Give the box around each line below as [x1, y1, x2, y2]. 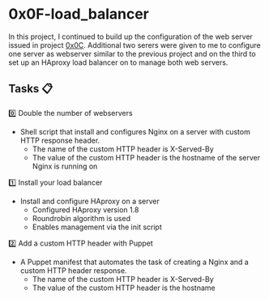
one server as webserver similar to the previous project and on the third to [8, 49, 257, 58]
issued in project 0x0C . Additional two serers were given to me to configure [8, 40, 261, 49]
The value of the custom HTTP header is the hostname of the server [32, 152, 261, 162]
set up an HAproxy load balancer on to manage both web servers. [8, 58, 228, 67]
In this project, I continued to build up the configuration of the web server [8, 32, 254, 41]
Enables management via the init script [32, 222, 162, 232]
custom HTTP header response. [19, 265, 127, 276]
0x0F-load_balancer [8, 5, 150, 23]
